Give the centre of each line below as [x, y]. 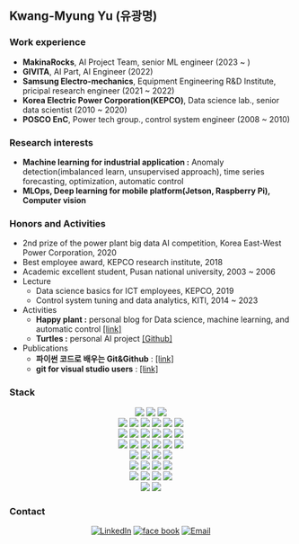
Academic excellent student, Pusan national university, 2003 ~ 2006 [149, 272]
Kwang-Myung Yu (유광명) [84, 16]
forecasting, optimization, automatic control [103, 181]
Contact [27, 511]
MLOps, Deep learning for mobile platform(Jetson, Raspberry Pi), [146, 191]
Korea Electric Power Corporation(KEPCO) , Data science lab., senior [151, 100]
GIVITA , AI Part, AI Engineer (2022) [88, 71]
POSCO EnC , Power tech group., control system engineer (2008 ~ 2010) [156, 119]
